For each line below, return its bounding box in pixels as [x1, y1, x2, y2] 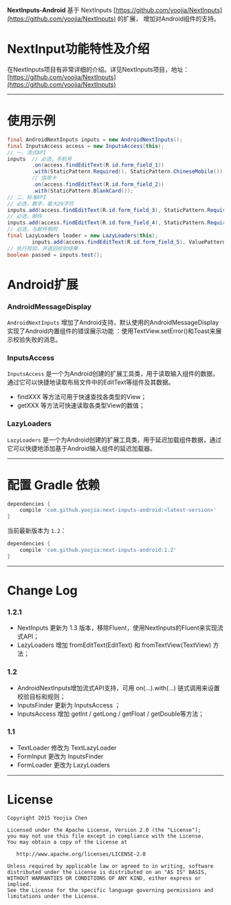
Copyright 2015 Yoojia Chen [7, 814, 88, 821]
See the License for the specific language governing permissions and [7, 886, 214, 893]
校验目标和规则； [16, 692, 66, 701]
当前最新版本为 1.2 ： [7, 526, 67, 535]
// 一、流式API [7, 149, 47, 156]
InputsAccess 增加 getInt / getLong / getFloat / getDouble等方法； [16, 710, 205, 718]
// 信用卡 [32, 175, 57, 182]
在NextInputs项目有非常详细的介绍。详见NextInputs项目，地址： [7, 65, 190, 74]
